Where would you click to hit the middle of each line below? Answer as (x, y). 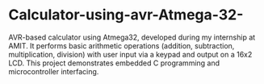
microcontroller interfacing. (54, 71)
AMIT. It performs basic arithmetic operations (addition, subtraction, (122, 45)
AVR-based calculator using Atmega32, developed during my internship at (132, 37)
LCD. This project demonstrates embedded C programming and (114, 63)
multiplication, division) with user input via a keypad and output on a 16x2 (130, 54)
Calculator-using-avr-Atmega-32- (126, 15)
